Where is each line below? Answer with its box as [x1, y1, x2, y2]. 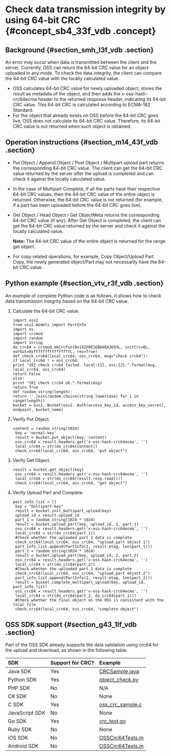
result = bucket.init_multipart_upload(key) [15, 508, 111, 514]
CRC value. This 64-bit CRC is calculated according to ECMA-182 [12, 102, 151, 108]
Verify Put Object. [12, 416, 50, 422]
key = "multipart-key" [15, 504, 64, 509]
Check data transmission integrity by [5, 4, 166, 15]
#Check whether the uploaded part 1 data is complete [15, 535, 132, 540]
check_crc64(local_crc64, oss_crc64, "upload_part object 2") [15, 571, 151, 576]
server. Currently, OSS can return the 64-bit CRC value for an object [5, 65, 149, 70]
